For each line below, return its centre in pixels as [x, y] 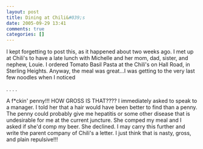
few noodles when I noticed [41, 78]
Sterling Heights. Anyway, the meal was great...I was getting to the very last [101, 71]
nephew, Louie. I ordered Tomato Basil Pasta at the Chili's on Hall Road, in [98, 65]
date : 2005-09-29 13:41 [36, 23]
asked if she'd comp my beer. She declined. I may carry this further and [96, 127]
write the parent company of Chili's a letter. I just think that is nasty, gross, [99, 133]
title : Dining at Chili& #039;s [46, 18]
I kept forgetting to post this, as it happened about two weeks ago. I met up [100, 51]
